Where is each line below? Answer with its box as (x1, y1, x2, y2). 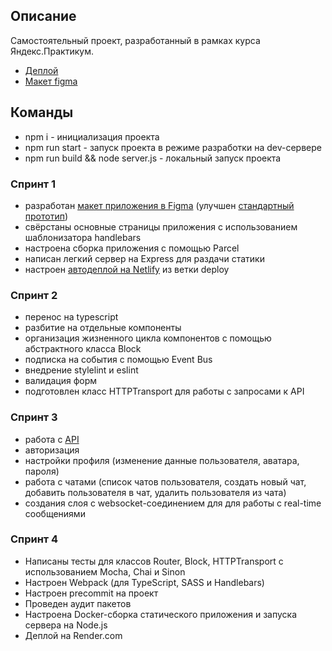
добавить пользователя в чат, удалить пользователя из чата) (24, 486, 287, 498)
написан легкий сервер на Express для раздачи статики (24, 252, 265, 264)
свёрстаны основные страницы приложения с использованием (24, 220, 298, 233)
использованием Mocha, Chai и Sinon (24, 565, 186, 578)
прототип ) (24, 210, 69, 222)
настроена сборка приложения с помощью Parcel (24, 242, 240, 254)
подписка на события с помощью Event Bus (24, 354, 213, 366)
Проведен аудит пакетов (24, 597, 132, 609)
